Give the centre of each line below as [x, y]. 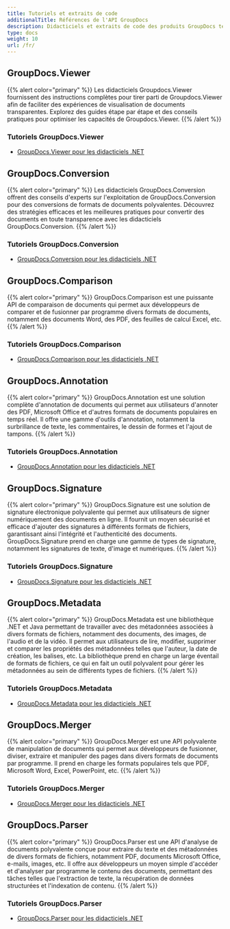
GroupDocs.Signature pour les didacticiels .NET [84, 581]
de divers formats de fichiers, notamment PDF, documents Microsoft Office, [114, 856]
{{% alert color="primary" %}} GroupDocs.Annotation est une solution [106, 398]
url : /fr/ [21, 45]
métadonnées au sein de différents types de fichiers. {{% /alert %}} [103, 671]
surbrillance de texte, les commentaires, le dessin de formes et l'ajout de [110, 427]
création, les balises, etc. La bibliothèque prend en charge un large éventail [113, 656]
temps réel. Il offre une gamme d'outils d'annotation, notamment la [101, 419]
